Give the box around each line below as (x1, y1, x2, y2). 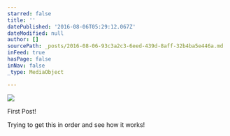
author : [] (7, 36, 39, 43)
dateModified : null (7, 29, 64, 37)
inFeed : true (7, 50, 45, 56)
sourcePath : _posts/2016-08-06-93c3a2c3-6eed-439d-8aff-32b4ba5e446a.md (7, 43, 224, 50)
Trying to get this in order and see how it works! (7, 120, 145, 129)
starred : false (7, 10, 52, 17)
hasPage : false (7, 56, 52, 63)
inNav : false (7, 62, 45, 69)
